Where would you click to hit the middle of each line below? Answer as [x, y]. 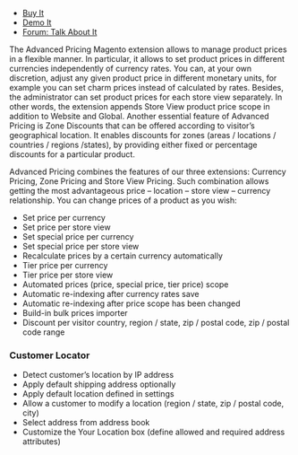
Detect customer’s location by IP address [98, 375]
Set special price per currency [78, 236]
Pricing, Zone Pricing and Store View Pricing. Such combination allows [139, 181]
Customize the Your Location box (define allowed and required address [153, 432]
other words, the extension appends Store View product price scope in [140, 106]
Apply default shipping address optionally [99, 384]
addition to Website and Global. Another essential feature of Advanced [140, 116]
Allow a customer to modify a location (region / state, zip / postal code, [153, 404]
